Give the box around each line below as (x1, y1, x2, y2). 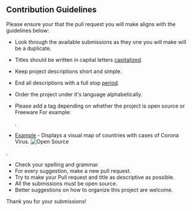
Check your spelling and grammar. (14, 160, 99, 168)
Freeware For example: (14, 108, 71, 115)
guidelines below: (6, 27, 49, 34)
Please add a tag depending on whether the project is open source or (14, 102, 185, 109)
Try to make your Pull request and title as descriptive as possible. (14, 174, 175, 181)
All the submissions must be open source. (14, 179, 118, 187)
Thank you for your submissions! (6, 197, 87, 204)
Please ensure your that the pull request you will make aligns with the (6, 20, 176, 27)
